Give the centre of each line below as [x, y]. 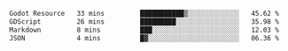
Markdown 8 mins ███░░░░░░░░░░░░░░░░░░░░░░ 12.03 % [144, 30]
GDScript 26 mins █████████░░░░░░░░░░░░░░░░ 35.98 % [144, 22]
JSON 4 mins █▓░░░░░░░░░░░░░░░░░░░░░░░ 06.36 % [144, 38]
